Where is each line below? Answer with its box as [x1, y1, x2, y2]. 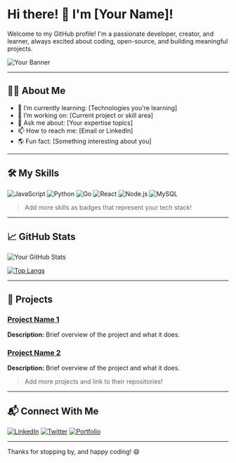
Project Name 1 [7, 314, 60, 324]
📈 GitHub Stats [7, 231, 76, 243]
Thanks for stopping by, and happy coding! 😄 [7, 448, 140, 456]
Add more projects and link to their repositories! [24, 377, 163, 386]
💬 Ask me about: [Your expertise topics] [17, 119, 133, 127]
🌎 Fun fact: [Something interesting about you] [17, 137, 152, 145]
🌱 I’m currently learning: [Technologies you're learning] [17, 103, 178, 112]
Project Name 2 [7, 347, 61, 357]
